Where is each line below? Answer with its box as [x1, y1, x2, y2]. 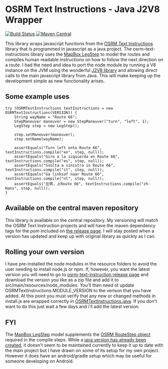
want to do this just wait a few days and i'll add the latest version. [5, 304, 140, 310]
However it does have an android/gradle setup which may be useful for [5, 353, 152, 359]
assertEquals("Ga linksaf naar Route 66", [14, 172, 104, 177]
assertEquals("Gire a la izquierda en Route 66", [14, 154, 120, 159]
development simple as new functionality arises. [5, 78, 105, 84]
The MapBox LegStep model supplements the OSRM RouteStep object [5, 331, 151, 337]
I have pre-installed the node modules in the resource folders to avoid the [5, 261, 157, 267]
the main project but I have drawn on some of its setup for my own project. [5, 347, 159, 353]
